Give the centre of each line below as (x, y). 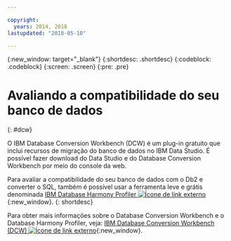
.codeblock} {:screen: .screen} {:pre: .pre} (68, 67)
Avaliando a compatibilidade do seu (113, 95)
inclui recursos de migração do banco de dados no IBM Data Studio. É (109, 151)
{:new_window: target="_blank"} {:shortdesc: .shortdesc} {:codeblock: (110, 59)
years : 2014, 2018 (41, 26)
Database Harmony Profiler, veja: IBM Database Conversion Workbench (111, 223)
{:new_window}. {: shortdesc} (50, 202)
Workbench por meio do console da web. (67, 166)
